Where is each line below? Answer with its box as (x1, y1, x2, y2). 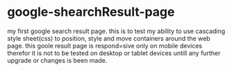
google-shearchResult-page (7, 4, 175, 20)
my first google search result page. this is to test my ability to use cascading (7, 27, 226, 35)
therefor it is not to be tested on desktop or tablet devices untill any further (7, 49, 221, 57)
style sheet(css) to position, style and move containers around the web (7, 34, 210, 42)
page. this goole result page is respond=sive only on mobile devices (7, 41, 203, 50)
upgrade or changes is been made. (7, 56, 108, 64)
